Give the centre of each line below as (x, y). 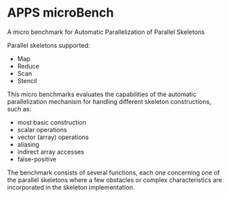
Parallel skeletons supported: (49, 45)
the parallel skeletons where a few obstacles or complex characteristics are (115, 180)
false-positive (37, 159)
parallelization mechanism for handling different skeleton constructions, (109, 101)
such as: (19, 109)
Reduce (28, 66)
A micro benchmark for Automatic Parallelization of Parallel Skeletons (106, 32)
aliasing (28, 144)
